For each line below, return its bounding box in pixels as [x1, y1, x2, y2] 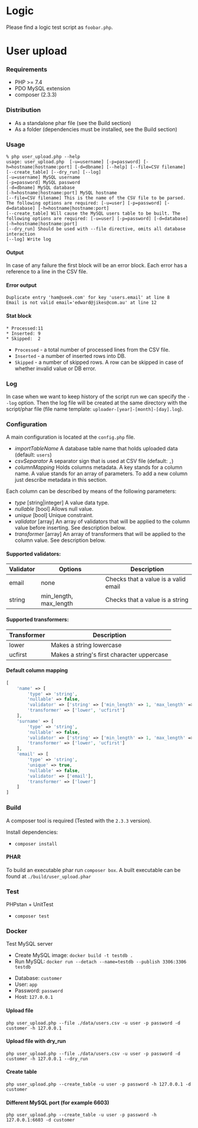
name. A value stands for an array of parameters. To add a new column [14, 470, 188, 477]
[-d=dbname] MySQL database [6, 185, 75, 191]
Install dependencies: [6, 828, 58, 836]
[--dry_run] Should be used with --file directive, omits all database [6, 226, 186, 232]
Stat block [6, 313, 32, 320]
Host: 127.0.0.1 [14, 994, 53, 1001]
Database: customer [14, 975, 62, 982]
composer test [14, 913, 49, 919]
